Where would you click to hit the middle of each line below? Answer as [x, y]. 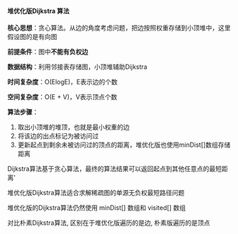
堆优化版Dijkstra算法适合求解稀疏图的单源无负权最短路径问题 [96, 193]
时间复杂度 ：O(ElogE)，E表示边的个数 [63, 82]
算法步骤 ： [23, 112]
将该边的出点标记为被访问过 [58, 136]
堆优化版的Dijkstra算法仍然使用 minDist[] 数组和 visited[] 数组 [97, 208]
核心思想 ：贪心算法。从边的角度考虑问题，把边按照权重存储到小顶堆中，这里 [119, 28]
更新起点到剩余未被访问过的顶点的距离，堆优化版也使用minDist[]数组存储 [124, 145]
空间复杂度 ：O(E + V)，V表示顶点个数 [62, 97]
